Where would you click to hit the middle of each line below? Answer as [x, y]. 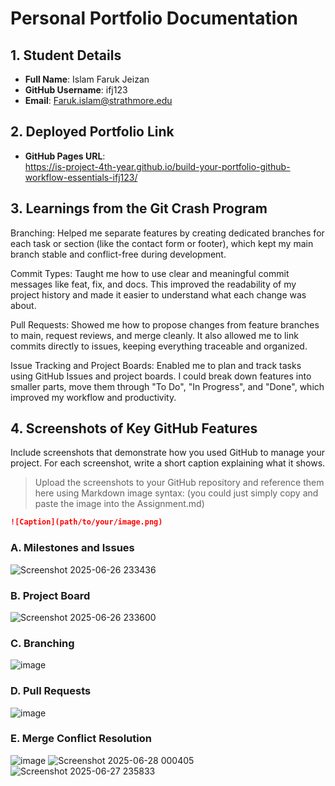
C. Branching [42, 643]
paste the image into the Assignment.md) [119, 504]
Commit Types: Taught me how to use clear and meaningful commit [150, 273]
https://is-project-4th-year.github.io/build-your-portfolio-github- [157, 166]
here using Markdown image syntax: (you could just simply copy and [176, 493]
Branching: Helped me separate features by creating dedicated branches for [167, 233]
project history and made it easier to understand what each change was [158, 294]
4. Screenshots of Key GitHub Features [134, 428]
